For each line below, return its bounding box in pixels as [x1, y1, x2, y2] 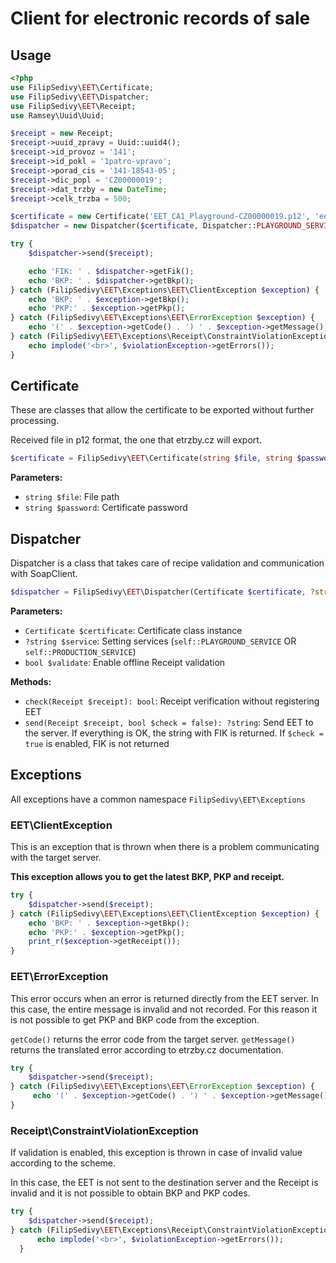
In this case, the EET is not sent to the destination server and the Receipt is [10, 1177, 319, 1189]
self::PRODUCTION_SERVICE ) [24, 646, 137, 657]
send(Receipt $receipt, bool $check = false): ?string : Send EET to [24, 717, 314, 728]
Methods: [10, 676, 52, 687]
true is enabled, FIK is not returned [24, 738, 170, 749]
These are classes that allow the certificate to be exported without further [10, 404, 315, 416]
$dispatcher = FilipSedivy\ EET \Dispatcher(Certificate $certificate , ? [10, 587, 315, 597]
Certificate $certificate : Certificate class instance [24, 625, 243, 636]
